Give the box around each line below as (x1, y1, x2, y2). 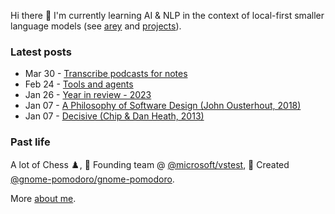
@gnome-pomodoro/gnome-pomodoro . (10, 173, 175, 185)
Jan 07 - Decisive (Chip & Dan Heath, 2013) (24, 110, 205, 122)
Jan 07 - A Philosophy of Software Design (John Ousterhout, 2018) (24, 100, 302, 112)
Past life (10, 135, 51, 149)
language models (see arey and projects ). (10, 20, 182, 32)
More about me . (10, 192, 77, 204)
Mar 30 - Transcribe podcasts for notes (24, 68, 188, 80)
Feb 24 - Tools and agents (24, 78, 134, 90)
